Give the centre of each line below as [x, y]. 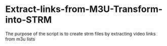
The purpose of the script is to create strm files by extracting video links [80, 33]
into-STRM [29, 20]
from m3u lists [20, 39]
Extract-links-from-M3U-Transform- [84, 9]
